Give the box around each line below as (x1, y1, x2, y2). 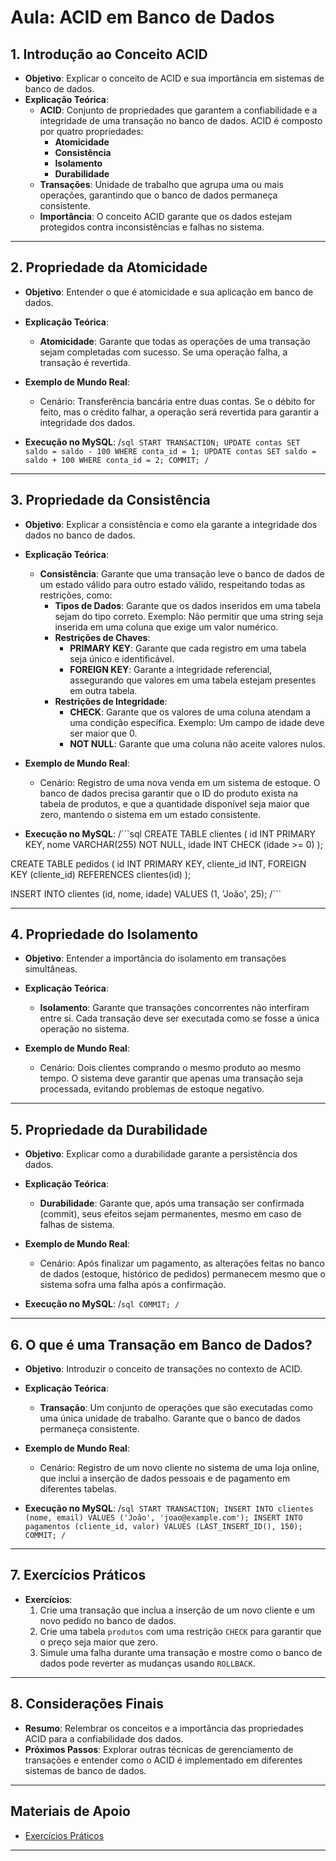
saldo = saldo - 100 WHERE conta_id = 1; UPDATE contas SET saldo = (24, 446, 317, 456)
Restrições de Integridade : (54, 695, 168, 707)
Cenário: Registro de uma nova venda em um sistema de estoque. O (39, 776, 321, 788)
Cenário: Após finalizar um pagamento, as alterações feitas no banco (39, 1257, 325, 1270)
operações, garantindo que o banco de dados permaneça (39, 189, 278, 201)
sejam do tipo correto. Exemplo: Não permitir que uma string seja (54, 610, 324, 622)
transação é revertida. (39, 356, 131, 368)
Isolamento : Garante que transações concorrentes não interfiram (39, 1002, 310, 1014)
